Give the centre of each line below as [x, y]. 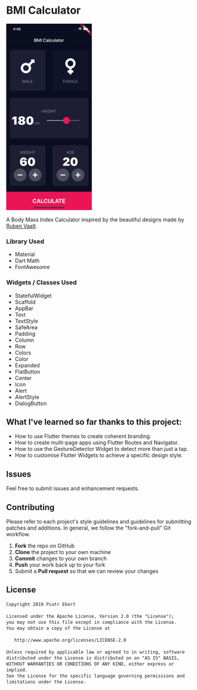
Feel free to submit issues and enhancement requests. [73, 488]
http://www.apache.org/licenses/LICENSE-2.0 [70, 640]
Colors [23, 352]
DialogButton [31, 403]
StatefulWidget [33, 295]
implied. [17, 670]
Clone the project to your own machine [63, 552]
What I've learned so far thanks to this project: [94, 422]
